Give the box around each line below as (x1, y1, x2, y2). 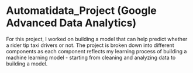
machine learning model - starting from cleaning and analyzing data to (6, 54, 176, 61)
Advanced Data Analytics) (6, 16, 136, 30)
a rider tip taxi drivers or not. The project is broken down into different (6, 42, 174, 49)
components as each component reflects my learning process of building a (6, 48, 187, 54)
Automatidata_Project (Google (6, 4, 157, 17)
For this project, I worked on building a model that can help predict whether (6, 35, 188, 42)
